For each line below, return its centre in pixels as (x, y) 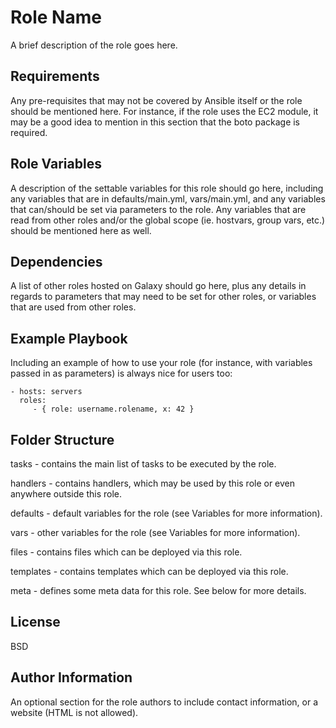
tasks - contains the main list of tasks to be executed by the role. (143, 464)
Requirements (55, 76)
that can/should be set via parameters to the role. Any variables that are (158, 209)
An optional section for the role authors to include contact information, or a (164, 702)
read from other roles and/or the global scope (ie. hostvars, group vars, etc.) (168, 220)
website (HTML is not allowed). (74, 712)
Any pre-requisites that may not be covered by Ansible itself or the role (156, 100)
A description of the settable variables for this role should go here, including (167, 188)
